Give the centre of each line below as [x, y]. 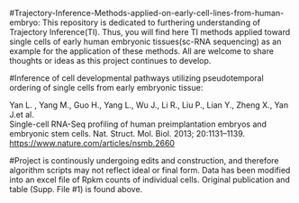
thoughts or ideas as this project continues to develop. [110, 61]
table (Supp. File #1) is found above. [76, 189]
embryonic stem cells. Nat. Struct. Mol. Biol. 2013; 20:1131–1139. [127, 133]
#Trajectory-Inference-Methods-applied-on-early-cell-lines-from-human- [147, 13]
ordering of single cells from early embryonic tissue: [106, 88]
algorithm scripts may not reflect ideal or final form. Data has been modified [150, 170]
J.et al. [22, 115]
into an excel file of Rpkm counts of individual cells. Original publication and [150, 180]
